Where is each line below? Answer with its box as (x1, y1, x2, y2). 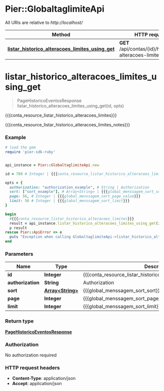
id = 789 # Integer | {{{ (5, 171, 58, 176)
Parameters (5, 250, 33, 257)
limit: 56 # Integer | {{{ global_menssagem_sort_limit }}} (9, 199, 130, 204)
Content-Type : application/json (12, 375, 76, 381)
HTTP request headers (5, 364, 60, 371)
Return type (5, 318, 34, 325)
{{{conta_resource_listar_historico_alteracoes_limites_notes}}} (5, 122, 130, 127)
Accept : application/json (12, 381, 62, 387)
